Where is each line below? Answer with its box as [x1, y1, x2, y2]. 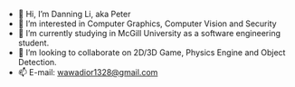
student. [17, 37, 50, 48]
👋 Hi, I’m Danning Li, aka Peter [17, 9, 131, 19]
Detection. [17, 57, 57, 67]
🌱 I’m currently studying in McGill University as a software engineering [17, 28, 281, 38]
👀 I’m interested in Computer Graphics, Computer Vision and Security [17, 18, 278, 29]
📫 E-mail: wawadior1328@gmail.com [17, 67, 158, 77]
